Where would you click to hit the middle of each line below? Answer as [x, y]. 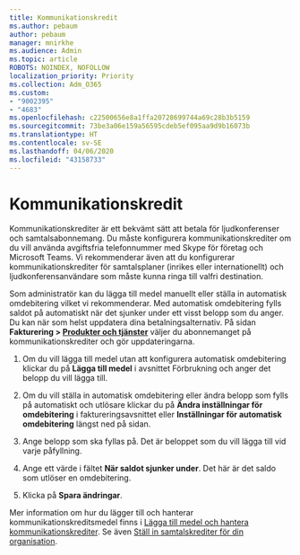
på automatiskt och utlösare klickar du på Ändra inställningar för [142, 405]
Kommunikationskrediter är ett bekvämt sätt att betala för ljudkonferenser [145, 229]
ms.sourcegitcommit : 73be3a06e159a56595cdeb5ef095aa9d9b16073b [130, 127]
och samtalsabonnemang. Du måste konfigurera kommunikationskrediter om [150, 238]
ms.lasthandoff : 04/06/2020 [62, 151]
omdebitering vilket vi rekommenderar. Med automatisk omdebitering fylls [146, 304]
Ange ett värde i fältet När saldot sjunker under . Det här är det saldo [149, 469]
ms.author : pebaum [43, 26]
